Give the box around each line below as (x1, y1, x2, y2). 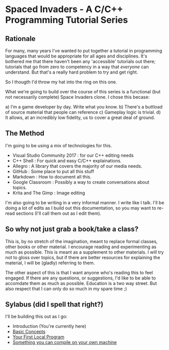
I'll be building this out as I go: (5, 314, 68, 320)
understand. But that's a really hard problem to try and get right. (5, 69, 138, 75)
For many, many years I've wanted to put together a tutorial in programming (5, 48, 162, 53)
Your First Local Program (12, 334, 65, 340)
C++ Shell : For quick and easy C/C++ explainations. (12, 157, 122, 163)
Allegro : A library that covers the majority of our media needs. (12, 163, 142, 169)
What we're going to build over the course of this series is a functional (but (5, 89, 161, 94)
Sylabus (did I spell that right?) (5, 300, 103, 309)
